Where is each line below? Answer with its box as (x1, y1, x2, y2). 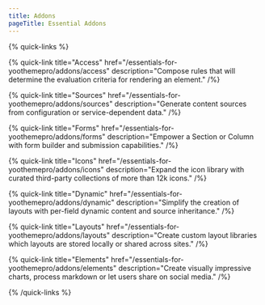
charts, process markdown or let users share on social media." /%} (8, 272, 231, 282)
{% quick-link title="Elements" (8, 254, 109, 264)
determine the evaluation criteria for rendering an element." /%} (8, 74, 221, 84)
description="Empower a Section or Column (107, 131, 254, 142)
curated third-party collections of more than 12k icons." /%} (8, 173, 208, 183)
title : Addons (8, 11, 57, 20)
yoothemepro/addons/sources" (8, 99, 113, 108)
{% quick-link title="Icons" (8, 155, 97, 166)
